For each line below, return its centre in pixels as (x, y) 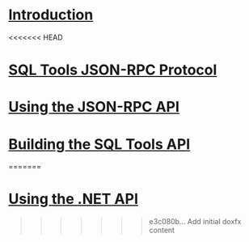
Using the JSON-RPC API (94, 107)
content (162, 230)
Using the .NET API (74, 199)
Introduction (51, 15)
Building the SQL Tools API (99, 144)
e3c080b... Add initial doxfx (195, 222)
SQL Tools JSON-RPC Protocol (113, 70)
